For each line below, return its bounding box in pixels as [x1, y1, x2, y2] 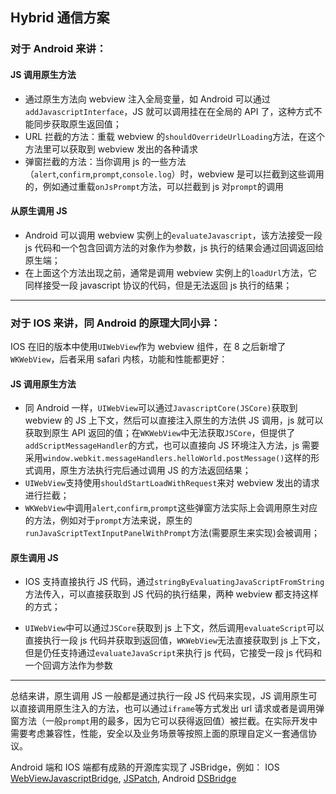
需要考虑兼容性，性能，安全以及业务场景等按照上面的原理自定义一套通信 [10, 728, 308, 740]
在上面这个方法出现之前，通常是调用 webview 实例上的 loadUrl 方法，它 [24, 266, 318, 278]
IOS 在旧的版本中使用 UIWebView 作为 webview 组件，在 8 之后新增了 [10, 341, 287, 353]
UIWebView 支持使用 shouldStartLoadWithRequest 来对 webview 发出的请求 [24, 477, 320, 489]
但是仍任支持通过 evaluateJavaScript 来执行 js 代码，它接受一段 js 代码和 [24, 647, 322, 659]
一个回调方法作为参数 [24, 659, 113, 672]
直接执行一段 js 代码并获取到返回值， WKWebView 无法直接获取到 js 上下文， [24, 634, 326, 647]
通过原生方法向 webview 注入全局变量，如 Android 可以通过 [24, 93, 271, 105]
